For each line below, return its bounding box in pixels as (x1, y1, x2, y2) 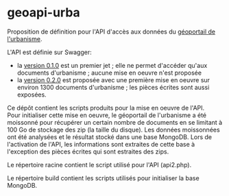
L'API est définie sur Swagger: (7, 48, 92, 56)
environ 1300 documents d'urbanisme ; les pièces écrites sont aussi (16, 83, 210, 91)
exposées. (16, 90, 47, 99)
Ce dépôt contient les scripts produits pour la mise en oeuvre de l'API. (7, 103, 205, 112)
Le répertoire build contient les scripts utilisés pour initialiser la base (7, 173, 200, 182)
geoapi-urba (7, 5, 80, 21)
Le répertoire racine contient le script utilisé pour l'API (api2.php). (7, 160, 192, 169)
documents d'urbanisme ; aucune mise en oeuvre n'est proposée (16, 69, 202, 77)
